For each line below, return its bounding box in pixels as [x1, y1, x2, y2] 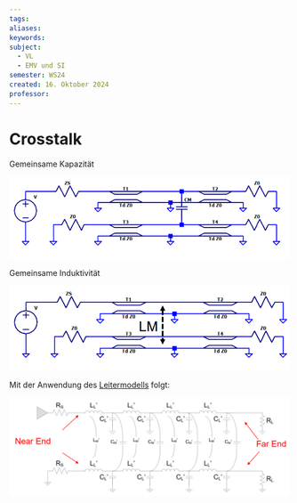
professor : [9, 89, 50, 98]
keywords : [9, 33, 46, 42]
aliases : [9, 23, 42, 33]
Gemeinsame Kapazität [9, 158, 95, 169]
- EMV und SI [17, 61, 66, 70]
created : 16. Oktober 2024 [9, 80, 109, 89]
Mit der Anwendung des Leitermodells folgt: [9, 379, 171, 391]
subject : [9, 43, 42, 52]
